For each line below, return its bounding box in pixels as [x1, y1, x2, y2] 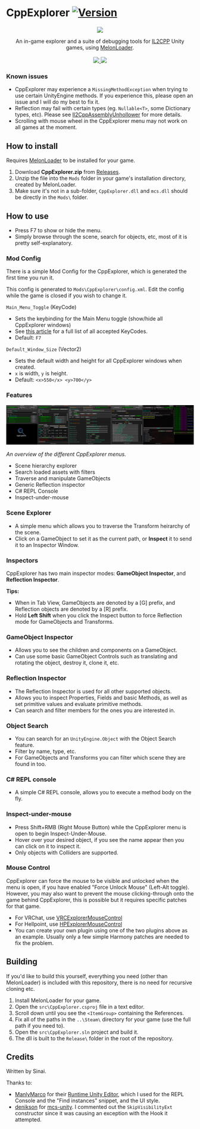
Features [6, 391, 33, 399]
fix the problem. [14, 939, 54, 947]
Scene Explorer [6, 509, 52, 517]
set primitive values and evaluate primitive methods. [14, 700, 143, 707]
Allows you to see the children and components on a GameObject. [14, 646, 177, 654]
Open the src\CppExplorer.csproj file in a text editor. [14, 1003, 145, 1010]
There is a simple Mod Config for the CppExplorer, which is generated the [6, 268, 187, 275]
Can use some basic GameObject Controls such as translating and [14, 653, 178, 660]
